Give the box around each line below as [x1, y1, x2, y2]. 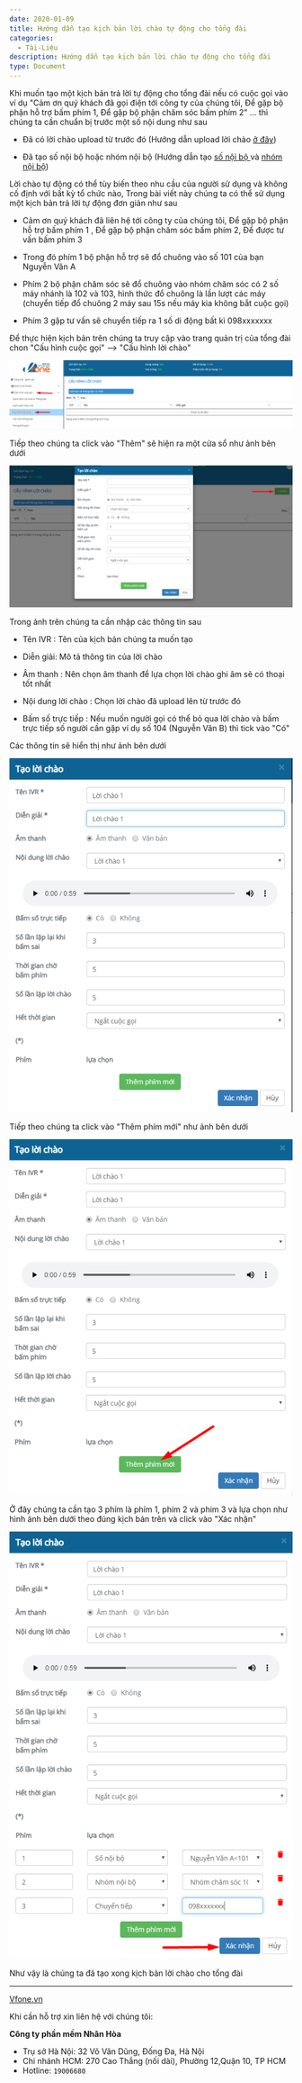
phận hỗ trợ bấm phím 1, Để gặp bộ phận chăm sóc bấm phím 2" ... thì [9, 107, 269, 117]
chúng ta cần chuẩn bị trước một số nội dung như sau [9, 117, 209, 127]
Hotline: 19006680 [22, 2065, 86, 2076]
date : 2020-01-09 [9, 14, 75, 23]
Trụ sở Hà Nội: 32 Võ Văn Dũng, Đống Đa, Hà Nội [22, 2045, 205, 2057]
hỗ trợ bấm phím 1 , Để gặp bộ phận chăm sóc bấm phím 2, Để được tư [22, 225, 285, 235]
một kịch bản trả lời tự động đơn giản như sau [9, 198, 178, 208]
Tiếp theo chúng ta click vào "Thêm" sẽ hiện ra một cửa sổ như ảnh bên [9, 438, 276, 449]
